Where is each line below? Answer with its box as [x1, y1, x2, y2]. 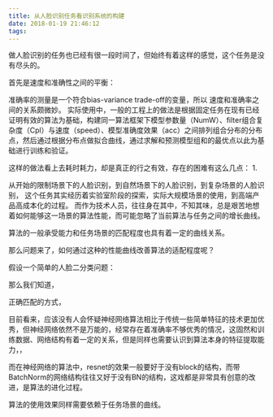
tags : [8, 27, 27, 35]
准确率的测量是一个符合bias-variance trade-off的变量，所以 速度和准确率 [8, 95, 253, 105]
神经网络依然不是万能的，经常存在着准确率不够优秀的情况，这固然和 [29, 324, 258, 334]
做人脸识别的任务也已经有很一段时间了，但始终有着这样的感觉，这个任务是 [8, 50, 258, 60]
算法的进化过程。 [29, 383, 87, 393]
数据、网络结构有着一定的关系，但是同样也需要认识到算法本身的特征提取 [15, 335, 258, 345]
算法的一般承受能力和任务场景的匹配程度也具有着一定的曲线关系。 [8, 228, 229, 238]
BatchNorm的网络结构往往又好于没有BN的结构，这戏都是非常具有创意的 [8, 372, 249, 382]
